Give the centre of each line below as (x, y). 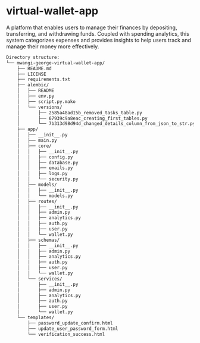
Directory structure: (33, 57)
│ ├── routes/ (37, 201)
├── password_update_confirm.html (70, 323)
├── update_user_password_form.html (73, 329)
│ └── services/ (40, 279)
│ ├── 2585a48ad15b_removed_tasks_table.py (80, 113)
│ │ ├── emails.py (45, 168)
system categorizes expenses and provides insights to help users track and (99, 40)
